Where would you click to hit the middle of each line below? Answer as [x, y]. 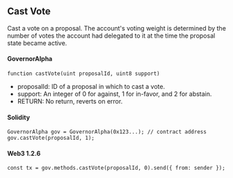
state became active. [37, 43]
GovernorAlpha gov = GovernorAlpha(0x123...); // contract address [107, 132]
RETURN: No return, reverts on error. [70, 102]
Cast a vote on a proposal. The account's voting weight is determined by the [116, 28]
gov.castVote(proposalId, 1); [51, 138]
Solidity [18, 117]
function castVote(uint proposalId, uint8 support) [83, 74]
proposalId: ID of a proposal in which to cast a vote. [91, 87]
